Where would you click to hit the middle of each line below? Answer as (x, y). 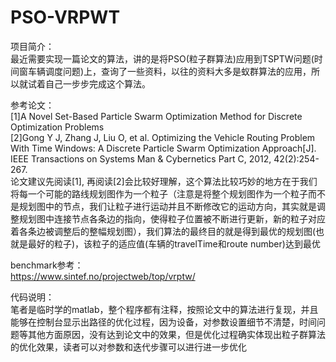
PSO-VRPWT (65, 17)
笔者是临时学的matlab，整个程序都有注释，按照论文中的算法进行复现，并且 (164, 309)
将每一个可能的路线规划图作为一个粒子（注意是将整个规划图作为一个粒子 (159, 193)
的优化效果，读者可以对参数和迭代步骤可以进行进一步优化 (128, 347)
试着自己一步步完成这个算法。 (89, 83)
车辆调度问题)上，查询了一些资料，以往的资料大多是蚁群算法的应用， (169, 71)
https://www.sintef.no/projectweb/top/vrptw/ (103, 276)
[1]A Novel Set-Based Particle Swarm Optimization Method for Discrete (156, 116)
